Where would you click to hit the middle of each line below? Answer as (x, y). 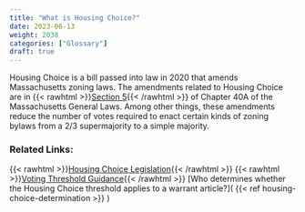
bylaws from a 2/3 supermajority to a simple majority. (109, 126)
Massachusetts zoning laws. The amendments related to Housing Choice (147, 87)
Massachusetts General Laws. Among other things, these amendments (142, 106)
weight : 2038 (34, 35)
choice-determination (50, 198)
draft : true (32, 52)
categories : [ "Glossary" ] (58, 43)
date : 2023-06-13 (42, 26)
